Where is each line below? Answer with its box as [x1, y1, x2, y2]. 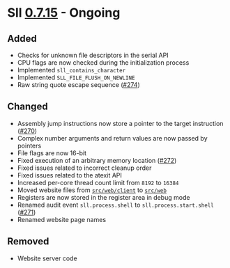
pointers [17, 141, 42, 150]
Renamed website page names [17, 215, 107, 223]
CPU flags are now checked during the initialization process [17, 58, 190, 67]
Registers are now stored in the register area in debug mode [17, 193, 190, 201]
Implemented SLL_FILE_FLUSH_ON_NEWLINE [17, 73, 135, 81]
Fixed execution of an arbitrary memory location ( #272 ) [17, 156, 177, 164]
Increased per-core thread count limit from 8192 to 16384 [17, 178, 179, 187]
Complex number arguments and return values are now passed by [17, 134, 208, 142]
